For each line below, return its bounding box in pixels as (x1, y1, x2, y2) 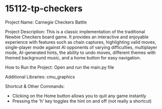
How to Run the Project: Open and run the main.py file (5, 64, 114, 70)
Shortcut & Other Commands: (5, 83, 65, 89)
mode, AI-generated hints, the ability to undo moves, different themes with (5, 50, 156, 55)
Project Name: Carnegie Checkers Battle (5, 19, 87, 25)
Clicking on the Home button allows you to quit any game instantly (12, 93, 146, 99)
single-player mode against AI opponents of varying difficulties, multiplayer (5, 44, 158, 50)
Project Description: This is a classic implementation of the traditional (5, 28, 145, 34)
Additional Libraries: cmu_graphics (5, 74, 75, 80)
